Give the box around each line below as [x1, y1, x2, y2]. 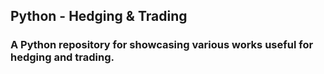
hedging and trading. [10, 50, 115, 64]
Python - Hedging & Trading [10, 8, 188, 25]
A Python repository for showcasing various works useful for [10, 38, 314, 52]
